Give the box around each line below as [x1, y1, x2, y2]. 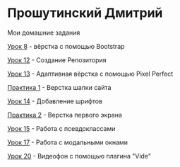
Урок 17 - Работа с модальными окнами [7, 138, 128, 146]
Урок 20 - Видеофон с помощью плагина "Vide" [7, 151, 152, 160]
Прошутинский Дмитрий [7, 5, 163, 21]
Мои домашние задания [7, 28, 80, 37]
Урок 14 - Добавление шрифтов [7, 97, 103, 105]
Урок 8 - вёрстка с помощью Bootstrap [7, 42, 125, 50]
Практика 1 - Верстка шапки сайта [7, 83, 112, 91]
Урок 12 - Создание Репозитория [7, 55, 107, 64]
